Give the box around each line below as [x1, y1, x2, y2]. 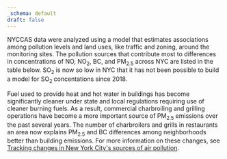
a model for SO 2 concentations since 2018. [7, 75, 128, 84]
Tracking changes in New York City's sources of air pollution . [7, 144, 180, 152]
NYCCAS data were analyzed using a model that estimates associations [7, 35, 209, 43]
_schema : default [7, 10, 57, 17]
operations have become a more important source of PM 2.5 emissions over [7, 111, 218, 121]
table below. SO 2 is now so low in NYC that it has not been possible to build [7, 66, 219, 76]
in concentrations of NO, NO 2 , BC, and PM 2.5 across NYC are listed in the [7, 57, 214, 67]
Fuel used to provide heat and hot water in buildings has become [7, 90, 190, 98]
